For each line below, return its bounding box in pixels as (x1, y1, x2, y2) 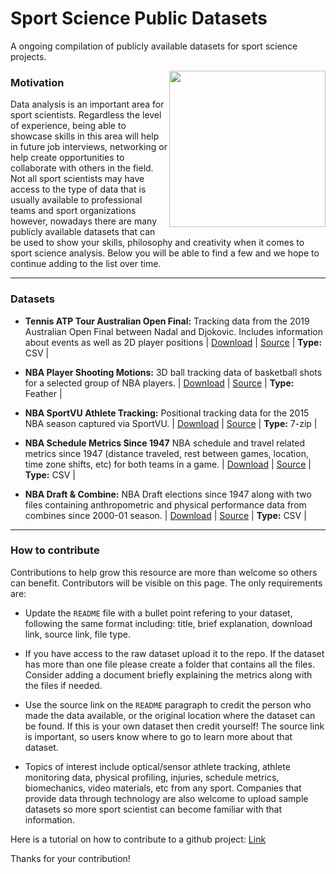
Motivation (10, 75, 65, 89)
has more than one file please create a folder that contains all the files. (24, 658, 315, 670)
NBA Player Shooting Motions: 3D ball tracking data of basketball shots (24, 366, 323, 378)
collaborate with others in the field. (10, 162, 154, 174)
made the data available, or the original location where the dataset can (24, 709, 316, 721)
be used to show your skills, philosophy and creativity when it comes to (10, 237, 305, 249)
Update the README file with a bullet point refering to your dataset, (24, 607, 293, 619)
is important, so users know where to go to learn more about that (24, 730, 293, 742)
